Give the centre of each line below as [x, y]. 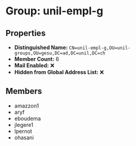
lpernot [23, 131]
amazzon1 [27, 105]
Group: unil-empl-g [55, 11]
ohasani [24, 137]
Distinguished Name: [41, 47]
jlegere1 [24, 124]
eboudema [27, 118]
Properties [26, 33]
